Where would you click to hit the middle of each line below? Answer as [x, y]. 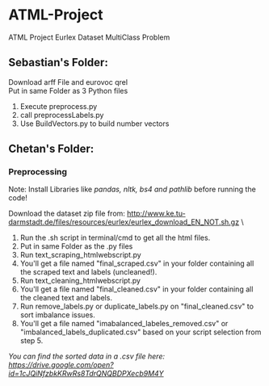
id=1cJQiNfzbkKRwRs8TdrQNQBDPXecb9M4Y [86, 374]
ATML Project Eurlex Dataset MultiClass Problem [89, 37]
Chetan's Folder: [51, 149]
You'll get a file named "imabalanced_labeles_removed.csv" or [124, 324]
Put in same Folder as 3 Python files [68, 90]
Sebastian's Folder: [59, 63]
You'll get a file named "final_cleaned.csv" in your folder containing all [137, 289]
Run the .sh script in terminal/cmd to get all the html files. [115, 238]
